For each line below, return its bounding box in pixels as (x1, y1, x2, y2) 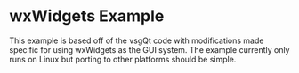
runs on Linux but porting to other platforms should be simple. (9, 54, 237, 64)
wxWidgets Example (9, 6, 165, 26)
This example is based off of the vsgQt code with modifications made (9, 35, 264, 46)
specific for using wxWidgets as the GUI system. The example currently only (9, 44, 290, 55)
